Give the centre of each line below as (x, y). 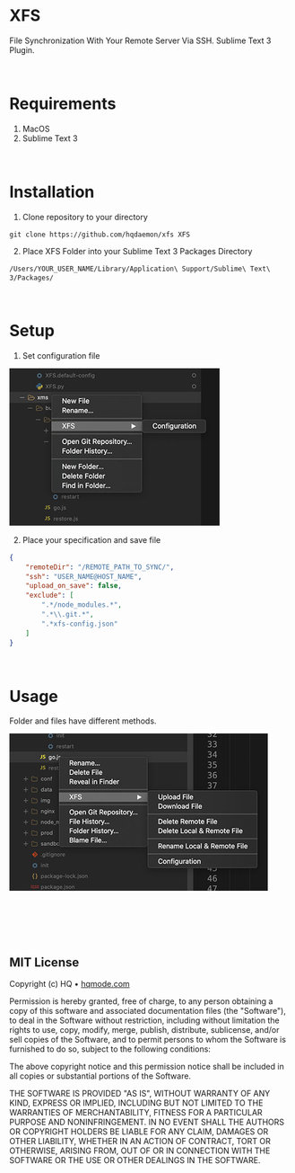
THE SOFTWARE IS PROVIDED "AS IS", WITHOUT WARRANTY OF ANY (140, 1094)
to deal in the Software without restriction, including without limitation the (144, 1020)
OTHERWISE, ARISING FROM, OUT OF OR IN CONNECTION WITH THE (140, 1151)
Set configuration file (61, 355)
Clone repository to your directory (85, 217)
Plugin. (22, 49)
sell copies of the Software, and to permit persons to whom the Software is (148, 1040)
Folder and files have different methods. (83, 721)
